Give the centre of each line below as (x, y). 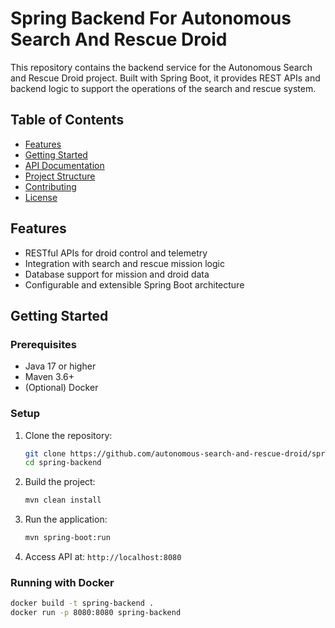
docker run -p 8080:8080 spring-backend (96, 613)
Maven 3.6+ (49, 377)
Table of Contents (67, 120)
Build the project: (60, 482)
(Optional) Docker (61, 388)
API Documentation (64, 165)
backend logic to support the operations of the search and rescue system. (163, 88)
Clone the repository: (68, 435)
